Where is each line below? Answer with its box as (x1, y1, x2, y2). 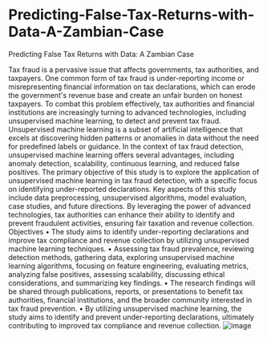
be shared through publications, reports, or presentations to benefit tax (8, 287, 243, 296)
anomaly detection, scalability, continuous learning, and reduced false (8, 158, 241, 168)
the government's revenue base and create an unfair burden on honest (8, 90, 243, 100)
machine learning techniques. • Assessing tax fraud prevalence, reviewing (8, 243, 255, 254)
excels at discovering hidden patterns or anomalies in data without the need (8, 132, 259, 142)
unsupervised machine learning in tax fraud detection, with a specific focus (8, 175, 258, 185)
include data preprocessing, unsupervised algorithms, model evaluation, (8, 193, 247, 202)
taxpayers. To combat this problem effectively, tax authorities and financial (8, 99, 255, 108)
